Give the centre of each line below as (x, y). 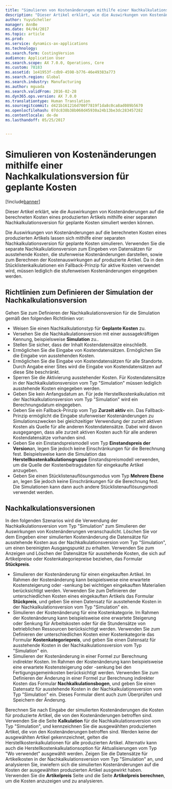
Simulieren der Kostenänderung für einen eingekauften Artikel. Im (82, 575)
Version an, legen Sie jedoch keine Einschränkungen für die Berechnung (89, 449)
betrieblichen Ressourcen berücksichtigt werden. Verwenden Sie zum (86, 629)
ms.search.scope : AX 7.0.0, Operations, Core (55, 63)
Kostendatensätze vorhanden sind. (49, 437)
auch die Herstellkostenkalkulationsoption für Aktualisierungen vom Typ (81, 748)
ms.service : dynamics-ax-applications (47, 44)
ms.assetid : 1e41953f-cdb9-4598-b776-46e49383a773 (60, 73)
